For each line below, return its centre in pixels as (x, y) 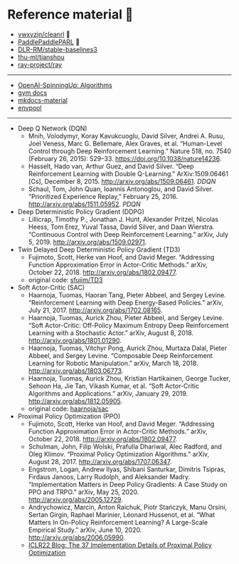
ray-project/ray (40, 64)
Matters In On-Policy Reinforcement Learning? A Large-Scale (118, 522)
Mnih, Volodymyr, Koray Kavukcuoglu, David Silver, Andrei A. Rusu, (127, 135)
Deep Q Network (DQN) (52, 128)
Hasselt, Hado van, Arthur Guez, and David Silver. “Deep (111, 166)
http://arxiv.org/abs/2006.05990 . (77, 537)
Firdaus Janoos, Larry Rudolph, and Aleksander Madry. (109, 476)
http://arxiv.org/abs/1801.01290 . (75, 340)
